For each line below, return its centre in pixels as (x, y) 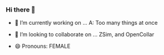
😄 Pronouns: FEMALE (43, 46)
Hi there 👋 (21, 10)
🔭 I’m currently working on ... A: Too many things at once (86, 23)
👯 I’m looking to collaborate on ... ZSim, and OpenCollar (84, 34)
